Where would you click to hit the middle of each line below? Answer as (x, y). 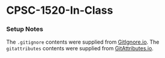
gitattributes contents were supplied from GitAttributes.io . (80, 48)
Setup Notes (25, 29)
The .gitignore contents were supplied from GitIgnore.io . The (83, 42)
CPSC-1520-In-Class (60, 10)
